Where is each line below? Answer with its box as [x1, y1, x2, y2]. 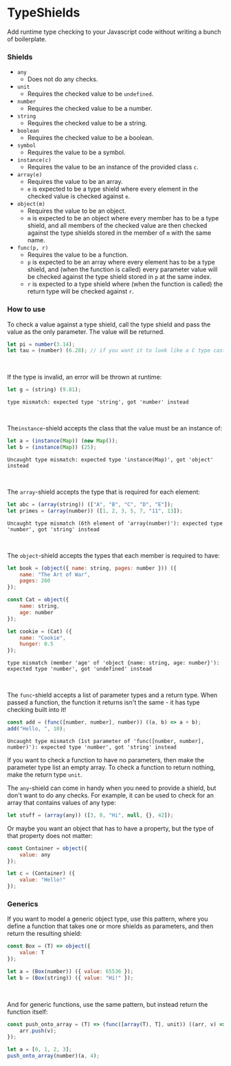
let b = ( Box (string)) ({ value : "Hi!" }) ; [7, 974, 134, 981]
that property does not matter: [7, 831, 93, 839]
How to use [7, 304, 46, 314]
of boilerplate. [7, 34, 47, 43]
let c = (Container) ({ [7, 870, 76, 877]
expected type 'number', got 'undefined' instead [7, 666, 153, 673]
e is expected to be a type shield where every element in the [27, 185, 199, 194]
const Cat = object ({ [7, 596, 69, 603]
